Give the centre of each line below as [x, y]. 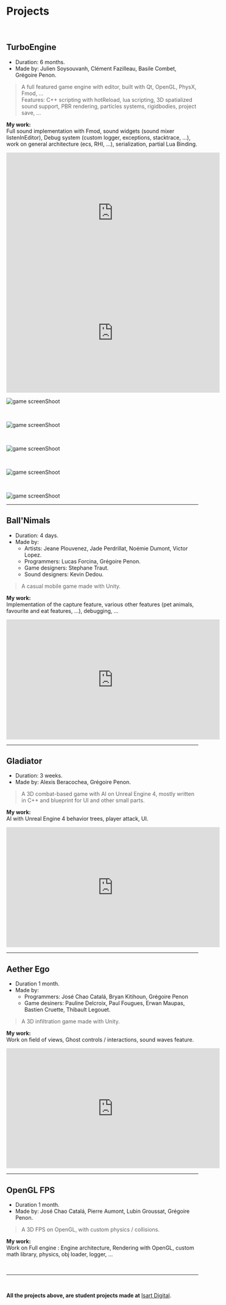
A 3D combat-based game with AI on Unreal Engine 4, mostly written [108, 794]
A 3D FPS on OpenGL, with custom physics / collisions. [90, 1229]
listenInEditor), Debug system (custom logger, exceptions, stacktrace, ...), [98, 137]
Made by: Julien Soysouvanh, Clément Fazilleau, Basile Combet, [96, 68]
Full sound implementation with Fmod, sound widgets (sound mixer [90, 131]
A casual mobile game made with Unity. [71, 586]
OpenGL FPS [31, 1190]
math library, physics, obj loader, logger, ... [60, 1254]
